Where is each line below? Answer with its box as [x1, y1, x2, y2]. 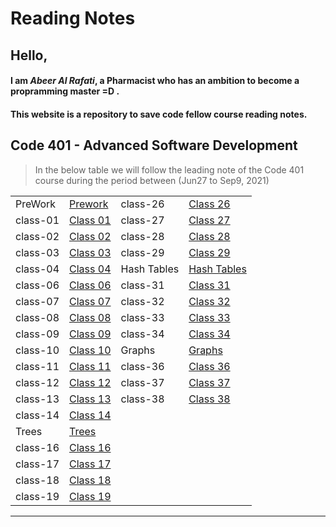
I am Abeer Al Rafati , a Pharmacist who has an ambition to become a [10, 75, 300, 87]
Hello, [10, 47, 48, 64]
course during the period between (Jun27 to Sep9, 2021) [34, 174, 270, 186]
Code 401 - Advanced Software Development [10, 137, 298, 154]
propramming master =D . [10, 85, 120, 97]
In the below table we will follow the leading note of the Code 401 [34, 163, 305, 176]
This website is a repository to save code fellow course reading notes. [10, 108, 308, 120]
